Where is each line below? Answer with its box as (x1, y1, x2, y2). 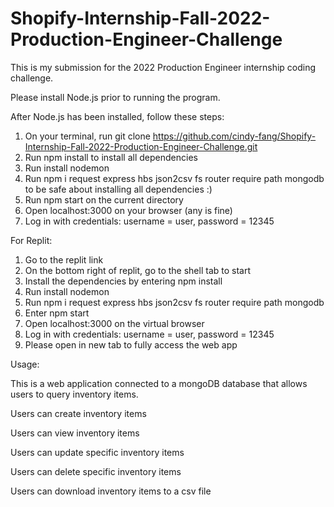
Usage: (10, 358, 40, 370)
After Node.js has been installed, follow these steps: (10, 110, 225, 122)
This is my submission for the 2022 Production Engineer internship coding (10, 61, 317, 73)
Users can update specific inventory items (10, 446, 185, 458)
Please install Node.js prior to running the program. (10, 91, 221, 103)
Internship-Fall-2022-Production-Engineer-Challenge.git (24, 140, 258, 152)
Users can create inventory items (10, 407, 147, 419)
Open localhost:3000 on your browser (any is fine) (24, 204, 233, 216)
